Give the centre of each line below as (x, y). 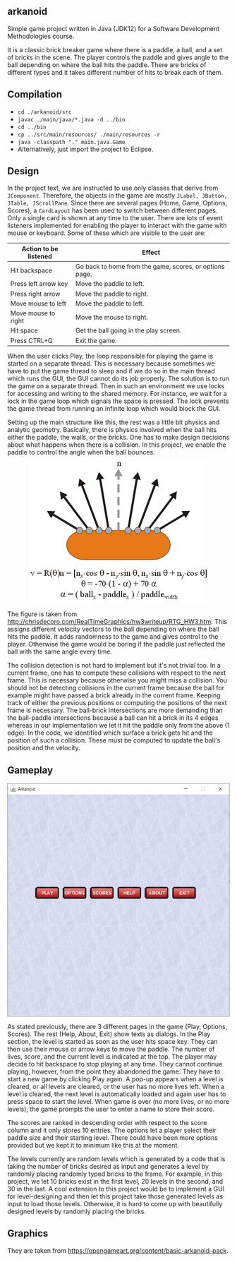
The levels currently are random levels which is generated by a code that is (116, 1159)
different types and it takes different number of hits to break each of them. (115, 72)
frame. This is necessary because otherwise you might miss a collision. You (117, 680)
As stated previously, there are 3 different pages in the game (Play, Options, (117, 1026)
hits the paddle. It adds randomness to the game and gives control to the (113, 637)
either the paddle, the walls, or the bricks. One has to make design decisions (119, 438)
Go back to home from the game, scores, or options (150, 267)
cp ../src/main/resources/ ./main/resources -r (89, 134)
